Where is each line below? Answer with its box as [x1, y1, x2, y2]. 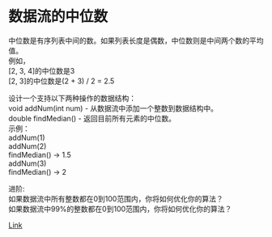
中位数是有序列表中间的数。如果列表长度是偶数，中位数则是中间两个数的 [8, 36, 249, 45]
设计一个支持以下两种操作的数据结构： [8, 93, 136, 103]
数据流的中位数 [8, 7, 108, 26]
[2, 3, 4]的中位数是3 [8, 66, 75, 75]
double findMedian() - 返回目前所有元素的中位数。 [8, 113, 176, 123]
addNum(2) [8, 141, 47, 150]
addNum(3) [8, 159, 47, 168]
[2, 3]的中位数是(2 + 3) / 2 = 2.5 [8, 76, 115, 86]
